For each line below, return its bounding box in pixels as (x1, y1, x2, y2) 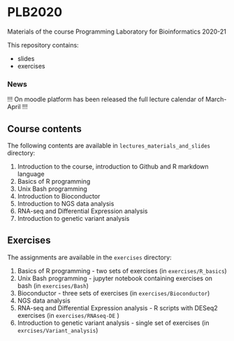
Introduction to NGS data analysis (17, 200, 115, 208)
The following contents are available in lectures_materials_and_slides (7, 141, 211, 150)
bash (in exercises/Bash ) (17, 281, 89, 290)
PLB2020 (7, 4, 63, 20)
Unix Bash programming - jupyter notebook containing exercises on (17, 274, 213, 282)
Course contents (7, 123, 82, 135)
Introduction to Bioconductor (17, 192, 101, 201)
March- (205, 95, 227, 103)
